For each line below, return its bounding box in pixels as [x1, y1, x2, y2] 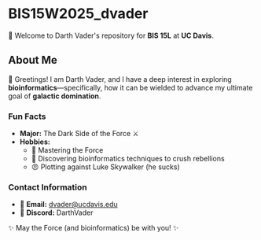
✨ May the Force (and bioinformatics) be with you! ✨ [8, 223, 179, 233]
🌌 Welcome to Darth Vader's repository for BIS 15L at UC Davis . [8, 31, 215, 40]
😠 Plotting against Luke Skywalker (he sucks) [31, 162, 181, 172]
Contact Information [8, 182, 88, 193]
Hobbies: [19, 137, 51, 146]
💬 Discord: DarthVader [19, 208, 94, 217]
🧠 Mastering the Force [31, 146, 104, 155]
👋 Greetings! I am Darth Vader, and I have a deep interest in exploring [8, 74, 232, 83]
